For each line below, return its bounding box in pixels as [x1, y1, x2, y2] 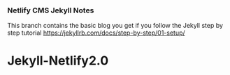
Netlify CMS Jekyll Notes [7, 6, 94, 15]
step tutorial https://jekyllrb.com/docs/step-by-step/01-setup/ [7, 28, 185, 37]
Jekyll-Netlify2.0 [7, 53, 109, 69]
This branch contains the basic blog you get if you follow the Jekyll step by [7, 22, 224, 30]
